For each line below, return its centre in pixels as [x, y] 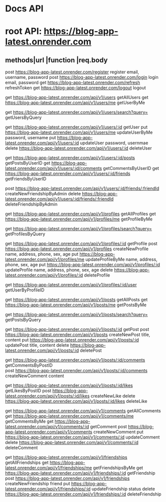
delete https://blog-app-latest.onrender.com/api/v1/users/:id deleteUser [79, 148]
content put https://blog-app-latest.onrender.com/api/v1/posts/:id [72, 340]
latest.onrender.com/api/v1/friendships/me [49, 468]
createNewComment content [35, 376]
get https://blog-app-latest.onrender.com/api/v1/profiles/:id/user [71, 285]
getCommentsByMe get [29, 421]
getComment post [109, 427]
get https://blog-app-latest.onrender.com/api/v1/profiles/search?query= [79, 229]
